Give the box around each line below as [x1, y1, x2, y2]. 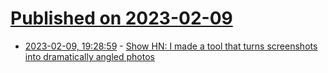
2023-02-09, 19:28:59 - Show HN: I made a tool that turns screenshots [24, 40, 318, 52]
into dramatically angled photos [24, 50, 155, 62]
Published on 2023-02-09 [10, 7, 233, 30]
